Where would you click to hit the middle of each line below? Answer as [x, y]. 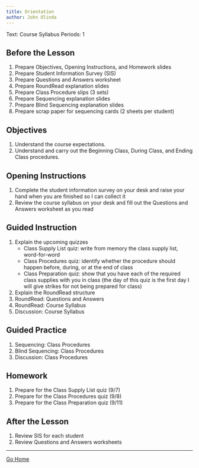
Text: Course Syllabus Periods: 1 [45, 34]
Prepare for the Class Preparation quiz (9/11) [69, 403]
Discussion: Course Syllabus [49, 311]
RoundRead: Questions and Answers [60, 299]
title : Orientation [30, 12]
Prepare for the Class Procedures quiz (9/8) [68, 397]
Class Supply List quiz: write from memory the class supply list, [101, 248]
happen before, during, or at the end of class [78, 267]
